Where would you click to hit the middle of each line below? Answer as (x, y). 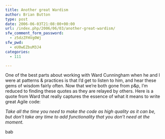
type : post (17, 19)
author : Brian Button (28, 15)
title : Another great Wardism (37, 10)
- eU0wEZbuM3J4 (26, 47)
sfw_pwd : (14, 43)
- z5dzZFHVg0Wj (26, 38)
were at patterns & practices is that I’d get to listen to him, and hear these (81, 80)
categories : (18, 52)
